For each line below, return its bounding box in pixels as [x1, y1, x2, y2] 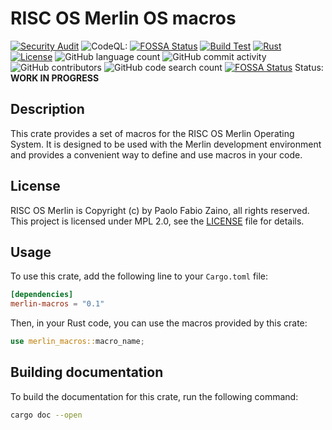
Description [10, 101, 85, 118]
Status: [294, 61, 324, 73]
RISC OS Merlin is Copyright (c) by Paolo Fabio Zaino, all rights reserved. [10, 204, 310, 216]
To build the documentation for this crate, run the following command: [10, 390, 299, 402]
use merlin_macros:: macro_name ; [10, 337, 145, 347]
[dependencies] [10, 290, 74, 300]
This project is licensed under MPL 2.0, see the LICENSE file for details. [10, 215, 305, 227]
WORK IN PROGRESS [10, 72, 100, 84]
